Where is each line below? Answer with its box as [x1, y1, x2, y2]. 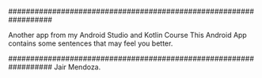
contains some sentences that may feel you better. [8, 39, 173, 48]
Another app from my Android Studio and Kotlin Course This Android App [8, 31, 247, 39]
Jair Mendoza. [54, 62, 101, 72]
